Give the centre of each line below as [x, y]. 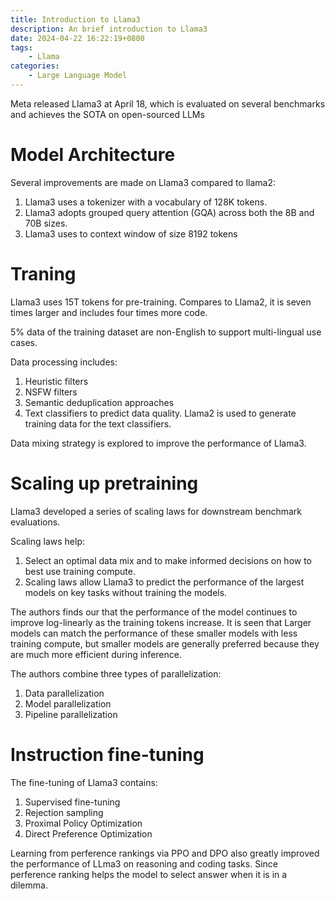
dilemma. [29, 885]
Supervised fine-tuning [72, 802]
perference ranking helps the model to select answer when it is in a [149, 874]
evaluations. [35, 522]
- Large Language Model [78, 76]
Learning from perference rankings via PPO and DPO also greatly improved [165, 853]
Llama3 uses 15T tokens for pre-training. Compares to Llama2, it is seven [161, 302]
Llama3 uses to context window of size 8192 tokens [131, 233]
